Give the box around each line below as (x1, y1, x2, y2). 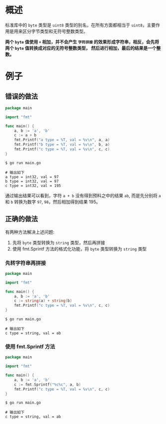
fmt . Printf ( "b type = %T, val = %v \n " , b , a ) (14, 142, 110, 147)
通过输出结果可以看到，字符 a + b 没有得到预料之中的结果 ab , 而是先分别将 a (5, 193, 162, 199)
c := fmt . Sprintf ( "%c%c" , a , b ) (14, 382, 81, 387)
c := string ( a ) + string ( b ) (14, 298, 72, 303)
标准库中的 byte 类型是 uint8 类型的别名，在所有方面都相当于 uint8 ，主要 (5, 22, 156, 28)
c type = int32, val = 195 (5, 183, 61, 188)
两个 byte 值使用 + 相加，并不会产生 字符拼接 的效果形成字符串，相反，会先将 (5, 38, 160, 45)
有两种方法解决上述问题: (5, 229, 55, 235)
